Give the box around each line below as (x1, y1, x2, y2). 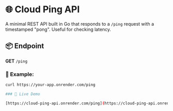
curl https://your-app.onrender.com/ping (5, 82, 96, 87)
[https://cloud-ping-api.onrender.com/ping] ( (5, 101, 105, 106)
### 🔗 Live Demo (5, 91, 40, 97)
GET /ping (5, 58, 28, 64)
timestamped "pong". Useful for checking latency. (5, 26, 112, 32)
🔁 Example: (5, 71, 34, 78)
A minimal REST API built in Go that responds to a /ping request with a (5, 20, 154, 27)
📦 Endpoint (5, 42, 44, 51)
